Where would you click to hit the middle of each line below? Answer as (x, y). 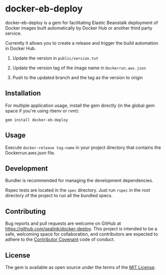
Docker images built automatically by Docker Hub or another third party (79, 28)
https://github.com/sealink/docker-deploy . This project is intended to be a (81, 229)
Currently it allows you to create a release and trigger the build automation (82, 43)
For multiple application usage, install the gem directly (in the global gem (80, 105)
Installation (23, 93)
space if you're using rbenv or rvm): (42, 110)
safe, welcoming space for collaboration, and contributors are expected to (82, 234)
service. (13, 33)
